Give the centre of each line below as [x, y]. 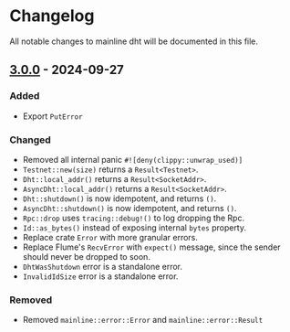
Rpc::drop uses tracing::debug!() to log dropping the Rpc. [133, 218]
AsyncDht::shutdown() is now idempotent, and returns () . [129, 208]
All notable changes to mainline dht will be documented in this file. [134, 41]
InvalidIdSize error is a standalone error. [100, 276]
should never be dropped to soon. [86, 256]
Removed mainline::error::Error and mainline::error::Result [143, 320]
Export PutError [53, 116]
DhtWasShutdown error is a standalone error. [103, 266]
